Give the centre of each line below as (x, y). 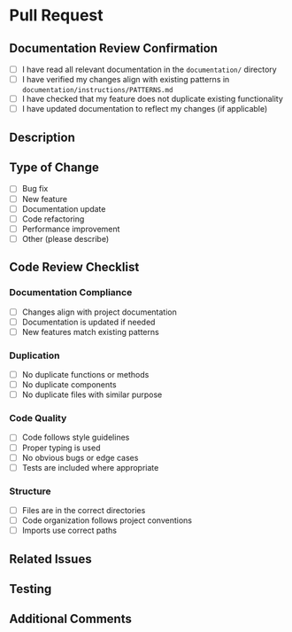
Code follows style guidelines (76, 437)
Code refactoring (53, 219)
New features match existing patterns (90, 332)
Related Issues (50, 559)
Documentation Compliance (71, 293)
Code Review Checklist (74, 267)
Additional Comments (71, 619)
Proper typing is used (61, 448)
